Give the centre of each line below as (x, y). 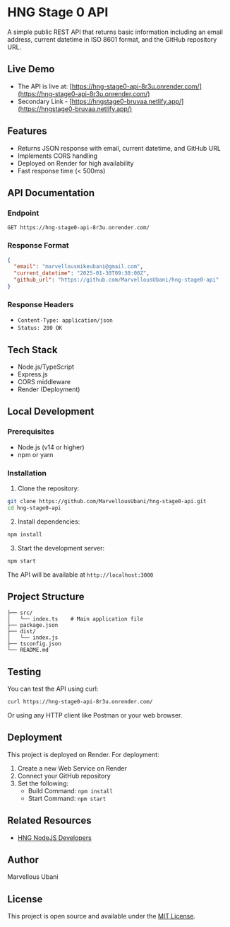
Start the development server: (61, 548)
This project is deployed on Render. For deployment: (84, 754)
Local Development (51, 411)
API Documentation (51, 193)
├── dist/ (22, 632)
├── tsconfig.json (34, 644)
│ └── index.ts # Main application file (75, 619)
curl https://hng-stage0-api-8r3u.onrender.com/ (80, 702)
